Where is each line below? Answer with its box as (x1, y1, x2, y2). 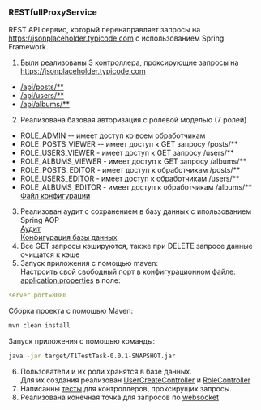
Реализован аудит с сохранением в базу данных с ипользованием (19, 207, 252, 216)
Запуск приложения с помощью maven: (19, 258, 159, 268)
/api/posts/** (19, 82, 64, 92)
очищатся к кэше (19, 250, 80, 259)
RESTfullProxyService (8, 6, 97, 18)
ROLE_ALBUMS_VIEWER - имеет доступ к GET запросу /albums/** (19, 156, 247, 166)
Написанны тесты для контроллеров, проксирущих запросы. (19, 383, 233, 393)
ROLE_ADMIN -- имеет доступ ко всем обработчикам (19, 130, 206, 140)
